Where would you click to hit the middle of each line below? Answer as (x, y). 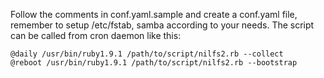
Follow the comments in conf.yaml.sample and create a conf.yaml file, (154, 14)
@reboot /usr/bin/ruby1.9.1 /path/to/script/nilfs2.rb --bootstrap (154, 63)
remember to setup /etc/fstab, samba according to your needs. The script (162, 25)
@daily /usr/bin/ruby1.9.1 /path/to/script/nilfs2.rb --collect (147, 54)
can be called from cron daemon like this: (96, 35)
